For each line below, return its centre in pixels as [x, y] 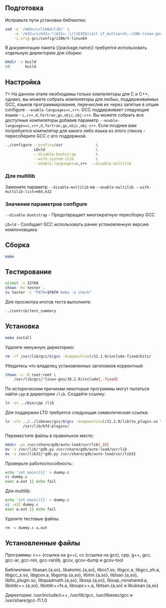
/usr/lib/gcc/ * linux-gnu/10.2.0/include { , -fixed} [66, 379]
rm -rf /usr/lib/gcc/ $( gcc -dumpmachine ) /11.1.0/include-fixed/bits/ [78, 356]
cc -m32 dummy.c [22, 505]
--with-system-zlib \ [66, 159]
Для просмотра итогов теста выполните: [48, 302]
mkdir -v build [21, 62]
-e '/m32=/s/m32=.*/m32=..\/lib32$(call [56, 34]
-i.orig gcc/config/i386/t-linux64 [51, 38]
